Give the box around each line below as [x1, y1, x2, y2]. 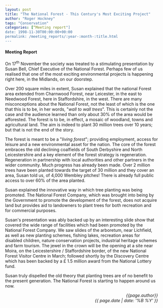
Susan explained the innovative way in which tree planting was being [5, 187, 143, 193]
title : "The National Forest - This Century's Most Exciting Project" [5, 12, 151, 16]
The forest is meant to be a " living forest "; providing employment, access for [5, 136, 158, 142]
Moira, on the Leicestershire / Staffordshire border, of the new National [5, 248, 147, 254]
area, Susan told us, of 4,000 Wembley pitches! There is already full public [5, 172, 154, 178]
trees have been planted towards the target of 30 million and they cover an [5, 167, 154, 173]
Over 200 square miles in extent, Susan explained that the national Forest [5, 85, 152, 91]
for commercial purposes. [5, 207, 57, 213]
